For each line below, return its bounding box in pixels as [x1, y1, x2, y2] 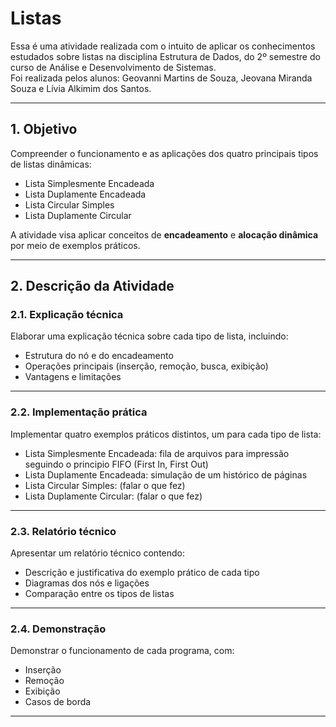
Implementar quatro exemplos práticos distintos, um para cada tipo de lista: [10, 428, 322, 440]
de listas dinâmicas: [10, 158, 92, 170]
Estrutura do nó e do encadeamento [24, 350, 174, 362]
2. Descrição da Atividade [10, 278, 175, 295]
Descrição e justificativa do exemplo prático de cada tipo [24, 567, 260, 579]
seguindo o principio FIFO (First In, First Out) [24, 458, 209, 470]
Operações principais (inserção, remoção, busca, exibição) [24, 360, 269, 372]
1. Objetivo [10, 121, 78, 138]
